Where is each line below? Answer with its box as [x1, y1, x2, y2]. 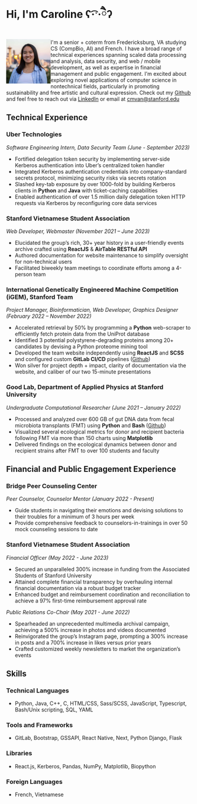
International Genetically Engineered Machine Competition [6, 285, 179, 293]
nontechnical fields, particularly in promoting [50, 82, 160, 90]
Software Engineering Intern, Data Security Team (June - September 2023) [6, 143, 190, 151]
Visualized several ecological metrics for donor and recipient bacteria [14, 428, 185, 435]
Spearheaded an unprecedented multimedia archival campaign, [14, 620, 170, 627]
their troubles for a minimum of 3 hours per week [14, 513, 135, 521]
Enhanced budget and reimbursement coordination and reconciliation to [14, 591, 190, 598]
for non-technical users [14, 258, 72, 265]
